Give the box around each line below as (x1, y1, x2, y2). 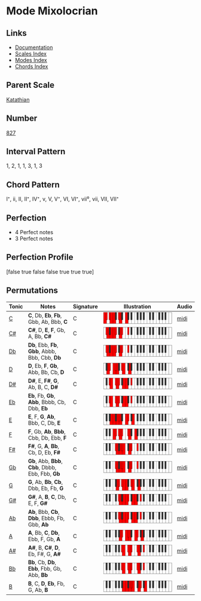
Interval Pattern (6, 146, 66, 157)
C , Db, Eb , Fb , (28, 312, 62, 319)
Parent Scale (6, 80, 55, 90)
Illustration (123, 303, 151, 310)
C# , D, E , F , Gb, (28, 327, 66, 334)
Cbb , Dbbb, (28, 464, 57, 471)
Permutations (6, 286, 58, 296)
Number (6, 114, 38, 124)
